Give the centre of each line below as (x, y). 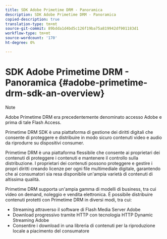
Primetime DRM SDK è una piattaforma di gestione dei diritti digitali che (79, 132)
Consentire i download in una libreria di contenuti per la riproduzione (84, 225)
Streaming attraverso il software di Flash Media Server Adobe (76, 209)
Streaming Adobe (31, 220)
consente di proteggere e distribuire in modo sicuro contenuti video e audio (84, 137)
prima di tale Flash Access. (33, 122)
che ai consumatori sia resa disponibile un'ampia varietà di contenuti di (79, 174)
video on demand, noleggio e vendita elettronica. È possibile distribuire (79, 194)
